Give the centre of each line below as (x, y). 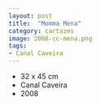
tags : (17, 46)
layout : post (30, 16)
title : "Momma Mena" (45, 23)
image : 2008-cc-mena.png (50, 38)
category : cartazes (41, 31)
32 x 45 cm (39, 76)
